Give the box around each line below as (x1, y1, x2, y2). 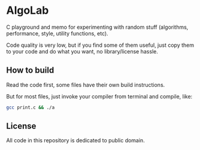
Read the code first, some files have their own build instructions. (6, 81, 165, 88)
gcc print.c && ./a (6, 104, 55, 110)
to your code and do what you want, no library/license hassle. (6, 47, 159, 55)
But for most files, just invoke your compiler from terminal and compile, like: (6, 92, 193, 100)
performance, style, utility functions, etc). (6, 29, 109, 37)
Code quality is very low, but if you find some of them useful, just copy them (6, 41, 195, 49)
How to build (6, 65, 54, 76)
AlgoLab (6, 4, 49, 17)
